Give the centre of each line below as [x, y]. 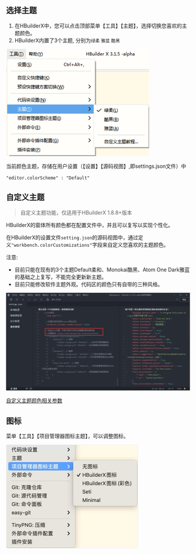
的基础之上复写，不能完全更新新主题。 [60, 277]
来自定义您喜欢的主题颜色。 [135, 245]
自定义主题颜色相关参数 [34, 401]
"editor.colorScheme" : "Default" [48, 178]
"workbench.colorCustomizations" [52, 245]
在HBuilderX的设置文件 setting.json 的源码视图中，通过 [72, 237]
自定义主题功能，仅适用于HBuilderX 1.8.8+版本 [76, 212]
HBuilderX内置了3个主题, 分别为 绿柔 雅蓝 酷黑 [67, 40]
